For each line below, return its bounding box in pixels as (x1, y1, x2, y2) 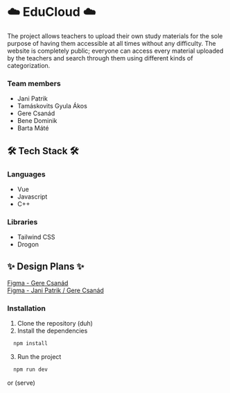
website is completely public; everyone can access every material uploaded (7, 47, 224, 55)
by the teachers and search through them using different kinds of (7, 53, 193, 62)
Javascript (17, 192, 48, 201)
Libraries (7, 217, 38, 226)
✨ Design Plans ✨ (7, 260, 85, 272)
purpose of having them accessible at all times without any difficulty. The (7, 39, 216, 47)
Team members (7, 78, 61, 88)
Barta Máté (17, 124, 49, 133)
